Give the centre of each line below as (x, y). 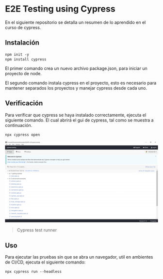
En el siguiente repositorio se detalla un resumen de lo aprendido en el (75, 22)
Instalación (22, 43)
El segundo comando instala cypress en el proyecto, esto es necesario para (81, 83)
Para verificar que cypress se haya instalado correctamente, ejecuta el (76, 115)
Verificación (24, 103)
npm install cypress (26, 59)
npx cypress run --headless (33, 272)
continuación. (19, 125)
